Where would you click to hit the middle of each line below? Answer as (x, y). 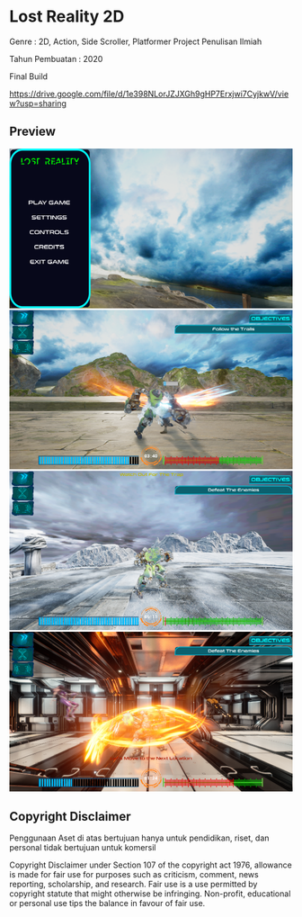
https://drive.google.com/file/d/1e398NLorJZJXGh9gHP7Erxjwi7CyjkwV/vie (149, 94)
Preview (33, 132)
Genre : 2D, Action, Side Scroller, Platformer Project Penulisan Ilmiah (136, 41)
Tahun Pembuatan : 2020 (56, 58)
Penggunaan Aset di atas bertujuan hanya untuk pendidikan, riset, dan (139, 838)
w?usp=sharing (38, 103)
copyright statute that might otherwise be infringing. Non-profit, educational (150, 894)
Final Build (28, 76)
